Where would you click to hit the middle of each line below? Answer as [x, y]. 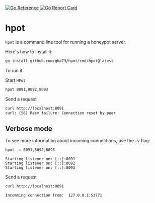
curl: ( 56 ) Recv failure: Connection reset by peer [60, 113]
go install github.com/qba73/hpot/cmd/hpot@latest [59, 61]
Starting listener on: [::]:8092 [40, 163]
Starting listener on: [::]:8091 [40, 159]
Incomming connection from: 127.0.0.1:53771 [54, 195]
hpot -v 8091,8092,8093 [30, 150]
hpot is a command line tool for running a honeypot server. [66, 42]
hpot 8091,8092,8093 [27, 89]
